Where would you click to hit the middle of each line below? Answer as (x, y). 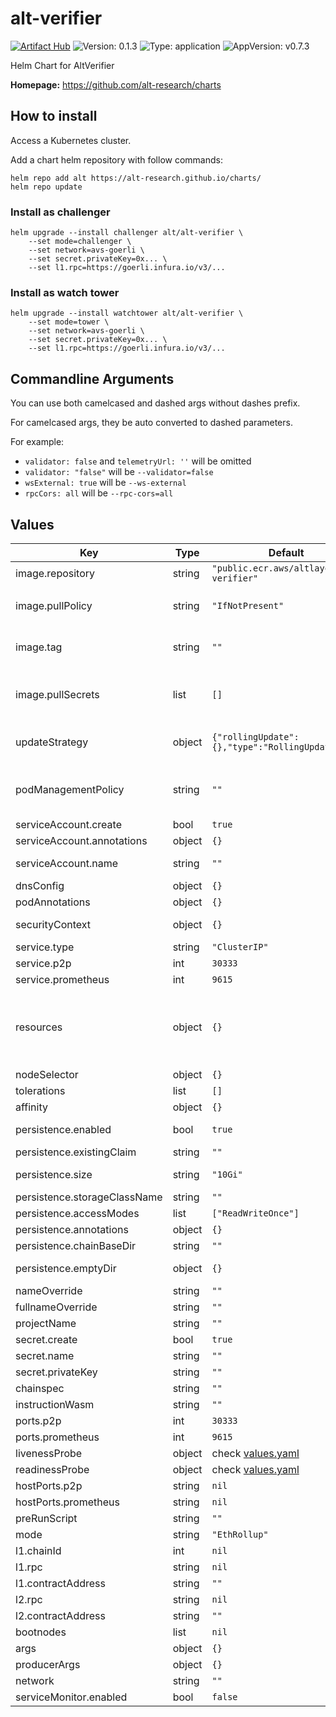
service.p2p (43, 963)
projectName (46, 1323)
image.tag (39, 647)
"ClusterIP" (240, 946)
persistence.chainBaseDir (76, 1245)
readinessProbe (52, 1469)
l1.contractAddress (60, 1583)
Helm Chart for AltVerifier (62, 65)
